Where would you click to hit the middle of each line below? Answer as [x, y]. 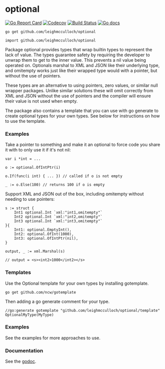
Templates [18, 272]
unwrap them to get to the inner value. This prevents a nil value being [76, 60]
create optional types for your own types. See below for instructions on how [82, 116]
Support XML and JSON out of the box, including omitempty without [75, 194]
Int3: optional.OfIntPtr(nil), [46, 239]
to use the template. [25, 121]
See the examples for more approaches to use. [53, 338]
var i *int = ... [23, 159]
